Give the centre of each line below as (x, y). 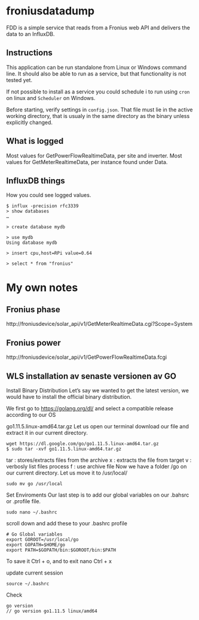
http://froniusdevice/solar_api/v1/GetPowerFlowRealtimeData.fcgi (87, 357)
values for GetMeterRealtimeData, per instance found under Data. (87, 162)
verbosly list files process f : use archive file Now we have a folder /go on (97, 466)
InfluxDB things (36, 181)
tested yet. (19, 80)
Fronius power (33, 343)
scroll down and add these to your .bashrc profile (67, 523)
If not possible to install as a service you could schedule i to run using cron (98, 92)
